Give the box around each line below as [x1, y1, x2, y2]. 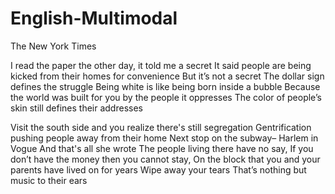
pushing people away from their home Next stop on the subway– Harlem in [10, 132, 319, 144]
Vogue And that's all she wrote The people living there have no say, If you [10, 142, 314, 154]
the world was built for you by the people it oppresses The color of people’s [10, 91, 322, 103]
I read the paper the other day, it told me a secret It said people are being [10, 59, 312, 71]
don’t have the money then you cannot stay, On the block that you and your [10, 153, 321, 165]
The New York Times [10, 40, 97, 52]
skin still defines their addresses [10, 102, 143, 114]
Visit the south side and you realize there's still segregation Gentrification [10, 121, 312, 133]
